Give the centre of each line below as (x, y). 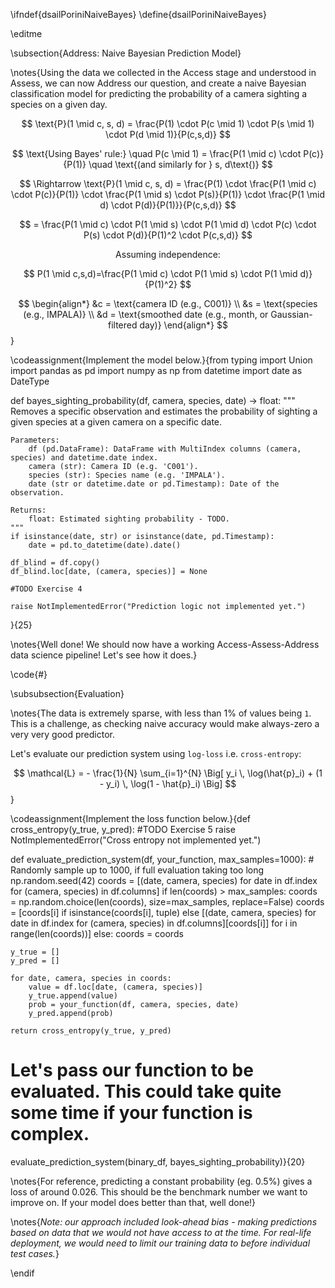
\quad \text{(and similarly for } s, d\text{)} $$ (180, 164)
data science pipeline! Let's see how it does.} (104, 655)
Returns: (28, 510)
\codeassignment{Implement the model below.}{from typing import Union (161, 360)
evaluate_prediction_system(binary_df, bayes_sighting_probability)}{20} (158, 1161)
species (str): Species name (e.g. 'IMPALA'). (127, 475)
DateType (30, 381)
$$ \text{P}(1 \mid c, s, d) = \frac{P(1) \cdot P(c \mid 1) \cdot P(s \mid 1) (168, 123)
